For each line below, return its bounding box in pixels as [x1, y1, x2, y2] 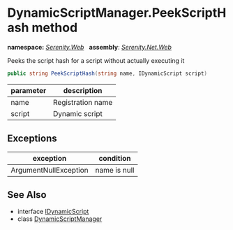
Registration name [53, 97, 113, 107]
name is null [95, 165, 135, 175]
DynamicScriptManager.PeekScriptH [7, 5, 227, 21]
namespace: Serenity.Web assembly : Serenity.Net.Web [7, 43, 172, 51]
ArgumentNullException [10, 165, 89, 175]
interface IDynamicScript [17, 208, 89, 216]
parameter [10, 85, 47, 95]
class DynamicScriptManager [17, 215, 103, 223]
